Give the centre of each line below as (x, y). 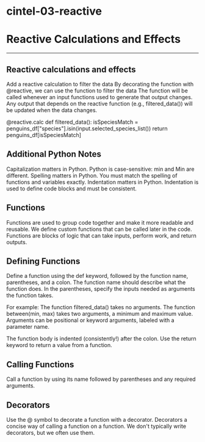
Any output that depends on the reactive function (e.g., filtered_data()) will (100, 103)
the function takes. (30, 296)
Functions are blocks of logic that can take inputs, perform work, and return (101, 235)
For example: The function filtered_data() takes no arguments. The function (101, 307)
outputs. (17, 242)
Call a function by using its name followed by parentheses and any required (101, 379)
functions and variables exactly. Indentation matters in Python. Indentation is (103, 182)
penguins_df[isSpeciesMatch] (44, 135)
